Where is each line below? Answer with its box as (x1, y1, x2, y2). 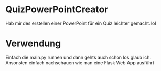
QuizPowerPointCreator (5, 4, 108, 15)
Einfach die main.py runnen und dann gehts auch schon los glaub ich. (5, 54, 151, 60)
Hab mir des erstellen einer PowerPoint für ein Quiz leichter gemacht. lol (5, 20, 156, 26)
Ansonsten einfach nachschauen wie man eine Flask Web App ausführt (5, 59, 155, 66)
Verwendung (5, 38, 61, 49)
